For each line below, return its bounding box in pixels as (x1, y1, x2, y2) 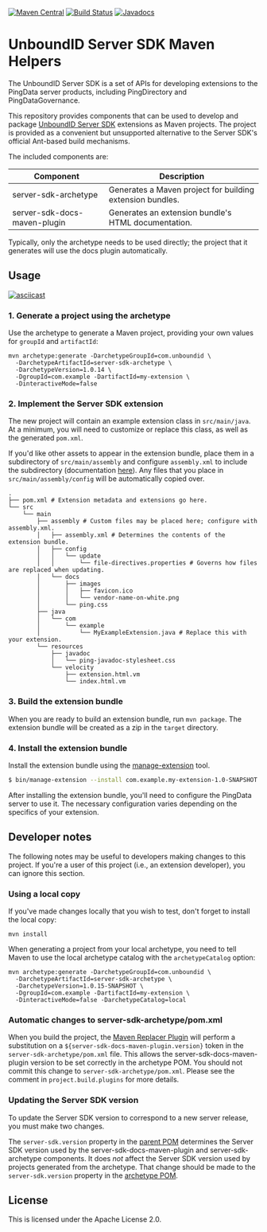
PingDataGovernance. (8, 96, 81, 105)
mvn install (8, 930, 48, 938)
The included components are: (8, 151, 109, 161)
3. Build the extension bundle (8, 696, 123, 707)
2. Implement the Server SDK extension (8, 398, 164, 409)
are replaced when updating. (8, 566, 105, 574)
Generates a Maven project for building (108, 184, 255, 195)
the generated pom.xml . (8, 433, 83, 443)
